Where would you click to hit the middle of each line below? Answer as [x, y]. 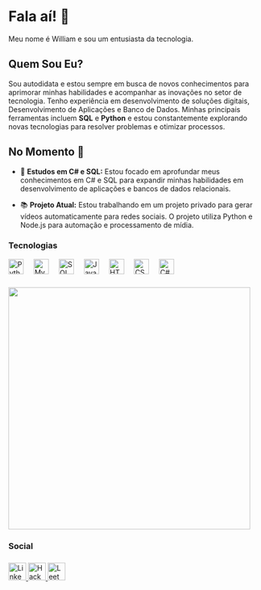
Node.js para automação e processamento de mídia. [107, 224]
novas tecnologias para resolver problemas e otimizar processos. [117, 126]
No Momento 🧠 [46, 152]
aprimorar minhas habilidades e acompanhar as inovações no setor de [125, 92]
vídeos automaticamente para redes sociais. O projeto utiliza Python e [136, 216]
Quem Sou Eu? [46, 64]
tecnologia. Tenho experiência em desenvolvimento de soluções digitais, [129, 101]
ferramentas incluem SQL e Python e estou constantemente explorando [128, 118]
